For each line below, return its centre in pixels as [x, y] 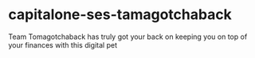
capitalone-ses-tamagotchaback [120, 15]
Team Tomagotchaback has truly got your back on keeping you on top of [128, 37]
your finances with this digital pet [63, 44]
